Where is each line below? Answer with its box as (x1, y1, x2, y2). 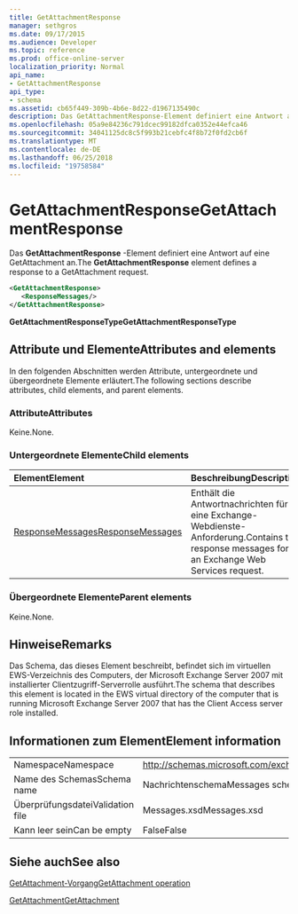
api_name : (9, 71, 46, 80)
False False (142, 824, 188, 837)
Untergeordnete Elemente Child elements (9, 449, 189, 461)
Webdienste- (190, 520, 247, 532)
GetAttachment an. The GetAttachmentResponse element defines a (9, 257, 257, 268)
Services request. (190, 564, 264, 577)
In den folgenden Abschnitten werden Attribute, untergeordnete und (9, 366, 258, 376)
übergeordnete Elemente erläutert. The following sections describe (9, 374, 252, 386)
